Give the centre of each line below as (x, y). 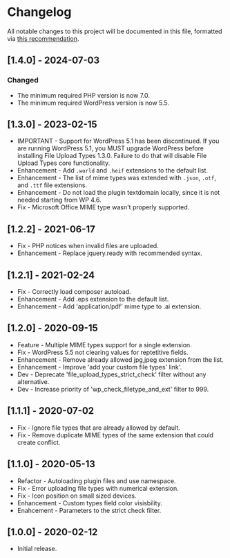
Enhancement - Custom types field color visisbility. (89, 503)
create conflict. (39, 442)
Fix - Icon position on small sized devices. (77, 496)
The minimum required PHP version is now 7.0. (83, 95)
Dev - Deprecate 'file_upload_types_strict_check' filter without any (112, 374)
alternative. (33, 381)
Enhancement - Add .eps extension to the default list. (93, 299)
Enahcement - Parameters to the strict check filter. (89, 510)
